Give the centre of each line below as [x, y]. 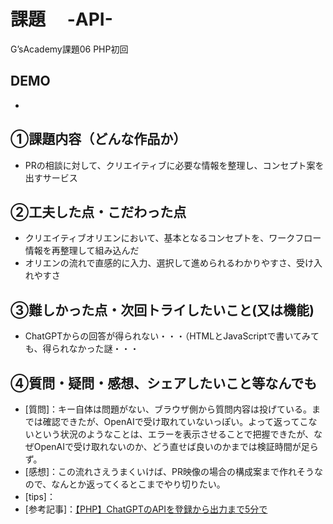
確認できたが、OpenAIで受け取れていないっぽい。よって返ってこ [175, 421]
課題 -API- [61, 19]
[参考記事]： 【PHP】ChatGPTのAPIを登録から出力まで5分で [146, 509]
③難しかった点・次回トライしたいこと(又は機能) [162, 310]
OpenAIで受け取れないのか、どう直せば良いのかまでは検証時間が [167, 446]
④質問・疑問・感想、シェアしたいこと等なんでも [164, 383]
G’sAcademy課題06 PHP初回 [69, 49]
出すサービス [51, 177]
